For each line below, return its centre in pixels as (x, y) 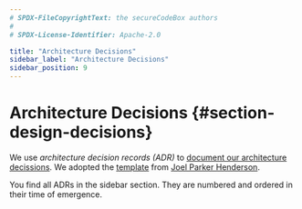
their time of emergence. (56, 194)
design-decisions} (81, 132)
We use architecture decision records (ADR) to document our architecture (148, 157)
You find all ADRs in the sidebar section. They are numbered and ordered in (151, 184)
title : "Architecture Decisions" (73, 51)
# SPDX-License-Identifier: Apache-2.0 (85, 35)
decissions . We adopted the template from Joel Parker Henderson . (135, 167)
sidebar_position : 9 (49, 68)
